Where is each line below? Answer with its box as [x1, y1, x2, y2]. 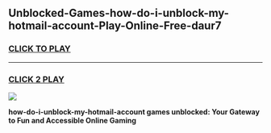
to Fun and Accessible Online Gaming [8, 115, 137, 125]
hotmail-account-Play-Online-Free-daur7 [8, 19, 222, 33]
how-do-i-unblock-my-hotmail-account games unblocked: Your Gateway [8, 106, 261, 116]
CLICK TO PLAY [8, 44, 71, 55]
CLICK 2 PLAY [8, 73, 65, 85]
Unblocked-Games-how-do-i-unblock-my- [8, 6, 230, 20]
